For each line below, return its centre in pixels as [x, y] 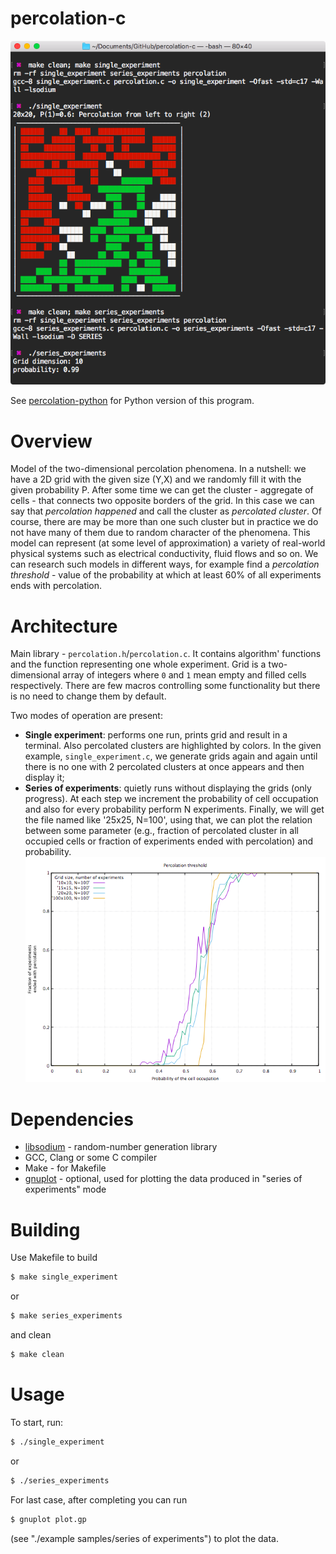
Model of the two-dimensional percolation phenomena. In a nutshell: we [158, 469]
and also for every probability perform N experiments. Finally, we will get [174, 809]
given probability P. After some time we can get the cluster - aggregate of [162, 490]
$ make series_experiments [66, 1316]
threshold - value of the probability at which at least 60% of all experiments [166, 575]
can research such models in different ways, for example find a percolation [165, 564]
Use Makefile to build [54, 1258]
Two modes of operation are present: [86, 716]
